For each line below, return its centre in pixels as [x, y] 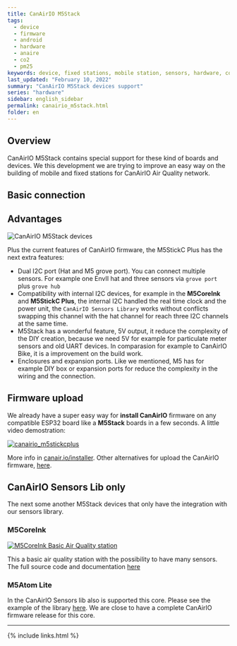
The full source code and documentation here [74, 566]
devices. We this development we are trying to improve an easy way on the [116, 165]
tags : [15, 20]
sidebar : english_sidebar [45, 100]
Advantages [35, 219]
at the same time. [43, 323]
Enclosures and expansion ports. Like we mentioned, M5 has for [111, 361]
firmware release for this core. [51, 615]
